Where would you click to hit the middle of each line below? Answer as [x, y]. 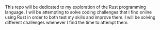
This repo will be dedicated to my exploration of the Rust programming [76, 7]
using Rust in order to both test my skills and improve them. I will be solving [80, 17]
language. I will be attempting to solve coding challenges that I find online [79, 12]
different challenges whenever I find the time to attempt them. [67, 22]
